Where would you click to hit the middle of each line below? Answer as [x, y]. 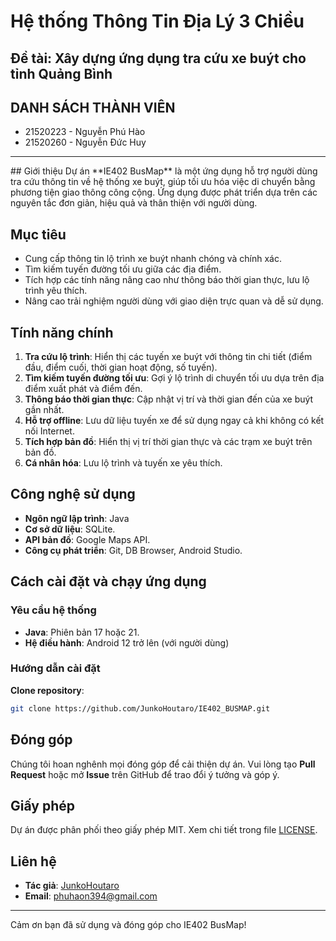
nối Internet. [49, 431]
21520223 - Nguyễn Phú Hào [85, 132]
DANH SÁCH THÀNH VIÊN [93, 107]
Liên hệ [33, 861]
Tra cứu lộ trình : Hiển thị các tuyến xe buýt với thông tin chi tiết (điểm [168, 357]
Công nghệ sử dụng [73, 494]
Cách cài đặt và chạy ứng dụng [108, 581]
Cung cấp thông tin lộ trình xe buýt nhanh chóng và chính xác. [153, 259]
